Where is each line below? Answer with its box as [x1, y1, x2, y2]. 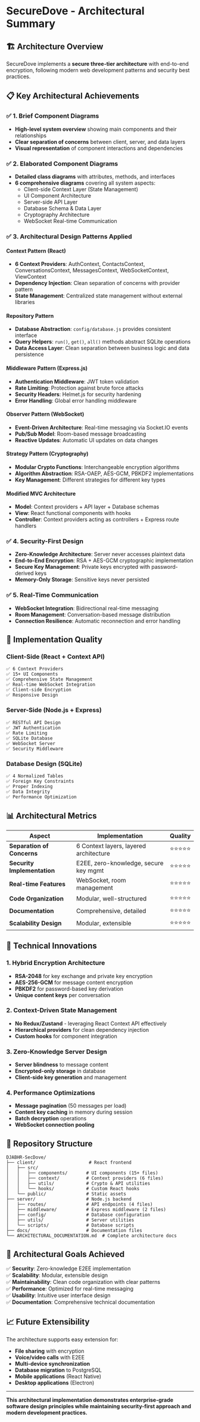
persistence [14, 351, 45, 358]
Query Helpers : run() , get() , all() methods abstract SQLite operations [14, 338, 191, 345]
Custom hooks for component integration [14, 1032, 118, 1040]
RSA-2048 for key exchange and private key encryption [14, 972, 153, 979]
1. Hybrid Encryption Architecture [6, 959, 105, 967]
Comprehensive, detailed [76, 907, 146, 915]
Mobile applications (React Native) [14, 1372, 102, 1380]
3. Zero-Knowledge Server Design [6, 1047, 107, 1056]
